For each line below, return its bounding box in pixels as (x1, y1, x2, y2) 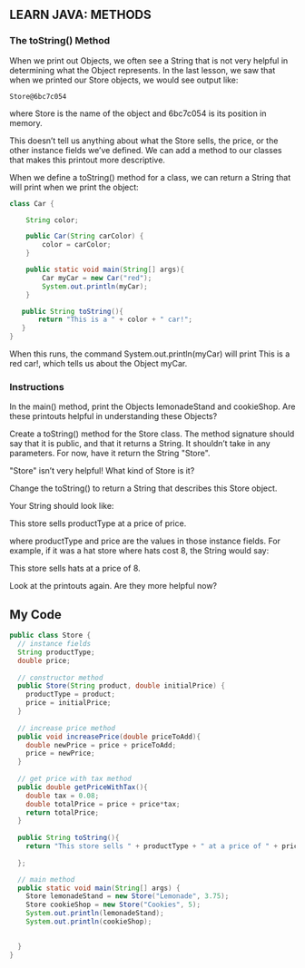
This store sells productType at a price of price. (9, 518, 187, 529)
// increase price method (17, 723, 116, 733)
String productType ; (17, 648, 95, 657)
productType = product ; (25, 689, 116, 699)
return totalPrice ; (25, 807, 100, 817)
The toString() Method (9, 34, 111, 47)
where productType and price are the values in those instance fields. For (9, 535, 281, 547)
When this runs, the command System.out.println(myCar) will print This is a (9, 348, 290, 359)
